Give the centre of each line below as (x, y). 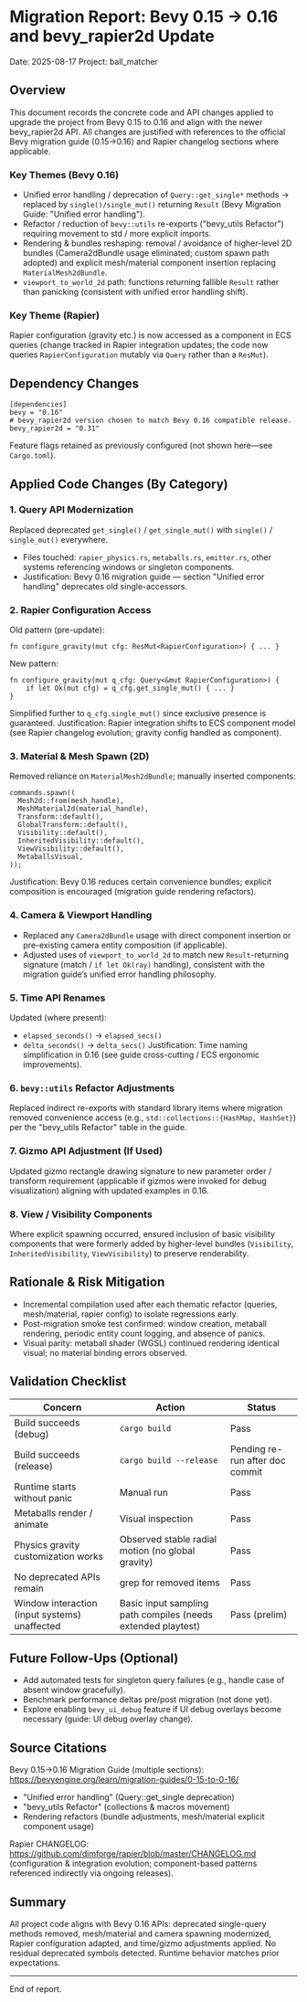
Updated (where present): (58, 1018)
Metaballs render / (53, 1512)
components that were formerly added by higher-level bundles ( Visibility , (152, 1244)
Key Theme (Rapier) (55, 315)
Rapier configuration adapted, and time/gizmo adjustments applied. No (143, 1943)
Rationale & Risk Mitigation (87, 1282)
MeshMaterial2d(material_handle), (83, 809)
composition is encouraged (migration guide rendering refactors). (133, 892)
